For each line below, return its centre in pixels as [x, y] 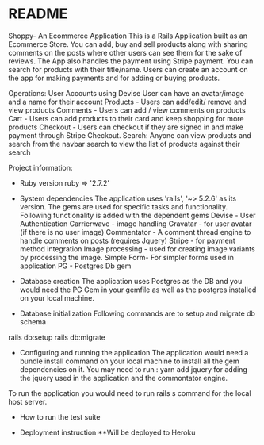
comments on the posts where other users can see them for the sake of [125, 52]
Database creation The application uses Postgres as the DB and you [131, 281]
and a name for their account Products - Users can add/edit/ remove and [128, 102]
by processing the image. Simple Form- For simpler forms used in [127, 257]
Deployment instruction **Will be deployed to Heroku [107, 432]
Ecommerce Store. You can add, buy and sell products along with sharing [128, 44]
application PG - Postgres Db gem [75, 266]
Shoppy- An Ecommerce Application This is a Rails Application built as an [128, 36]
